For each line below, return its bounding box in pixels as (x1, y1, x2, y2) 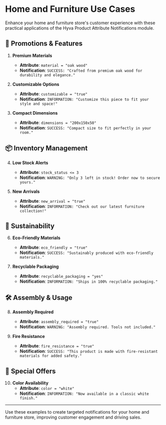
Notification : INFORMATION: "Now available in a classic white (19, 390, 149, 396)
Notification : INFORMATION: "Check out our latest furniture (19, 203, 145, 209)
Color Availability (12, 380, 48, 386)
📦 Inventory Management (5, 144, 88, 153)
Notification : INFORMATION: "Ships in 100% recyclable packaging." (19, 278, 158, 285)
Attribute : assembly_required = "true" (19, 319, 99, 325)
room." (19, 130, 34, 135)
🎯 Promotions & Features (5, 40, 83, 48)
